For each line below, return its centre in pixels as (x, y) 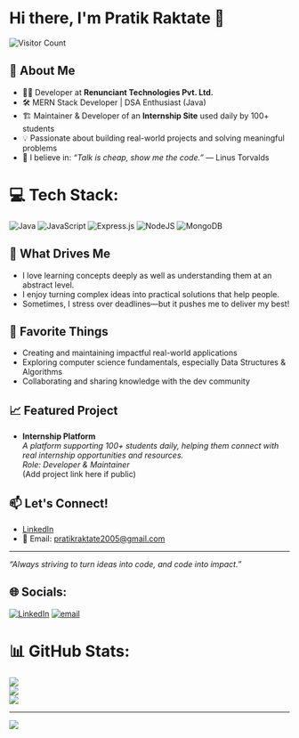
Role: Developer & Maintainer (76, 465)
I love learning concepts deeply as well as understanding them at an (147, 275)
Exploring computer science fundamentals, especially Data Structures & (154, 362)
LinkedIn (38, 529)
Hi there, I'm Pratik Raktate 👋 (117, 18)
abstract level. (48, 285)
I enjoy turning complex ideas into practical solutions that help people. (151, 294)
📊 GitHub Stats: (70, 651)
